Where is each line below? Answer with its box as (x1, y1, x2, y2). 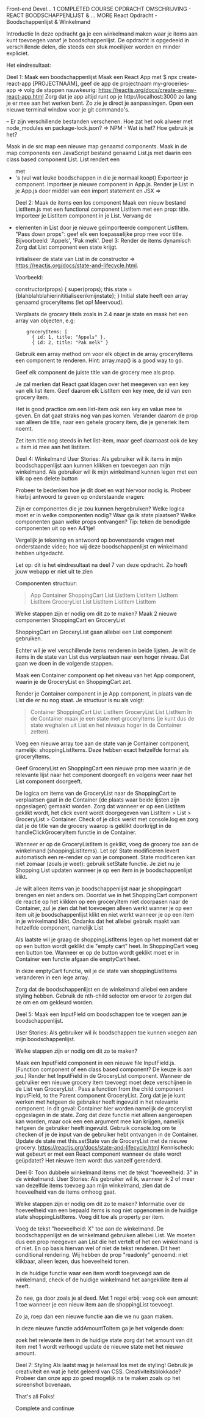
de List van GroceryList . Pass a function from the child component (15, 1085, 184, 1093)
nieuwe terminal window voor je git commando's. (6, 106, 130, 113)
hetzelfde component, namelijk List (15, 924, 104, 931)
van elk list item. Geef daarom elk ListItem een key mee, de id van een (15, 387, 191, 394)
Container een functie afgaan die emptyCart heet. (15, 955, 140, 963)
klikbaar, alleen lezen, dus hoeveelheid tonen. (15, 1257, 130, 1265)
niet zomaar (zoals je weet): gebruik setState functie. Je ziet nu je (15, 860, 181, 867)
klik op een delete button (15, 475, 78, 482)
